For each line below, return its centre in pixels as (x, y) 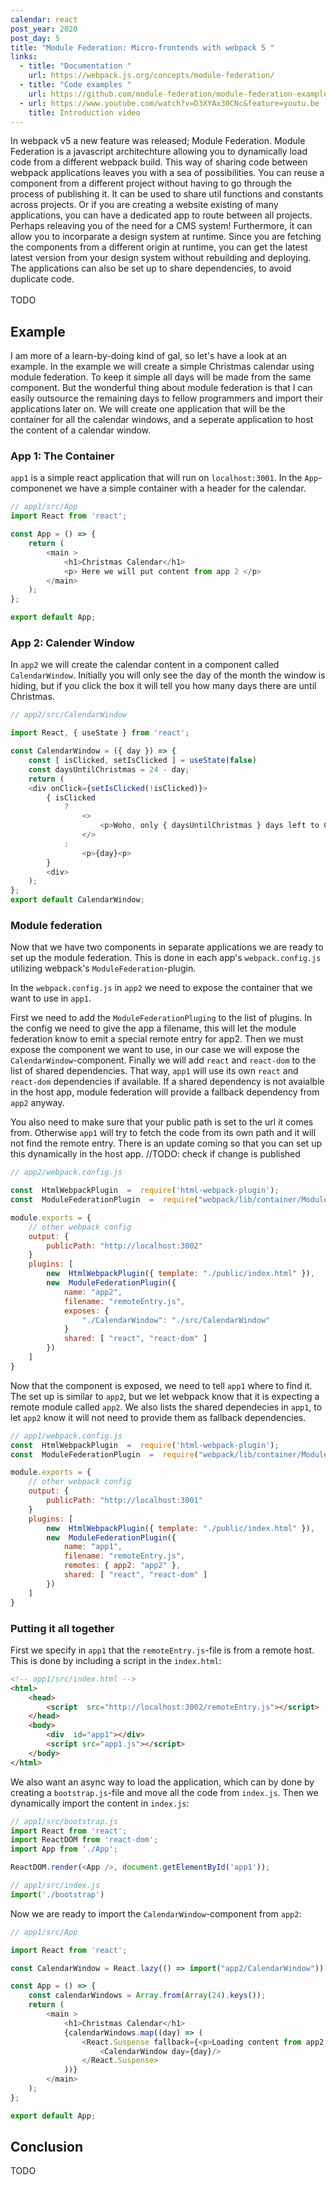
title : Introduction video (84, 112)
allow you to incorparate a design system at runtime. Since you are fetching (166, 237)
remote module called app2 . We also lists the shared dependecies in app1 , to (166, 1407)
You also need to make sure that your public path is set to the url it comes (162, 1122)
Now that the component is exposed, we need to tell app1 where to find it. (161, 1385)
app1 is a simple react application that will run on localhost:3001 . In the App (164, 478)
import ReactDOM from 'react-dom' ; (84, 1840)
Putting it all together (62, 1628)
